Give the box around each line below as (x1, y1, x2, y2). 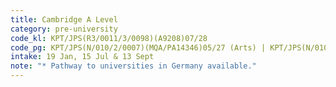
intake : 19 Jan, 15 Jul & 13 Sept (10, 52, 155, 62)
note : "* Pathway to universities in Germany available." (10, 61, 257, 71)
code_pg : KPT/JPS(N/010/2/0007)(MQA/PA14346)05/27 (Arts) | (10, 42, 267, 53)
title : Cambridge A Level (10, 14, 118, 25)
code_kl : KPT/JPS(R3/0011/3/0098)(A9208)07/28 (10, 33, 208, 43)
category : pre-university (10, 24, 118, 34)
